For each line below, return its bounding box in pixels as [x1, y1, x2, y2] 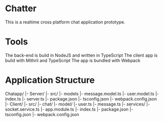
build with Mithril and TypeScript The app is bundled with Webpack [5, 57, 141, 63]
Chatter [5, 3, 37, 14]
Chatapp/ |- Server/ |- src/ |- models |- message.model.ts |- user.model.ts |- [5, 91, 159, 97]
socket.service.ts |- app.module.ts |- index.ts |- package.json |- [5, 106, 134, 112]
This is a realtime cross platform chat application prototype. [5, 19, 126, 25]
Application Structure [5, 75, 95, 86]
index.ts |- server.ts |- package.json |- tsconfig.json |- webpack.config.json [5, 96, 157, 102]
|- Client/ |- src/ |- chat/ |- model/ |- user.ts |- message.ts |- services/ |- [5, 101, 150, 107]
